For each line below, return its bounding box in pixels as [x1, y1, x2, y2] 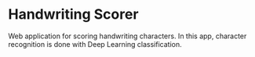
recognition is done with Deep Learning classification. [8, 39, 182, 48]
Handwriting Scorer [8, 5, 139, 23]
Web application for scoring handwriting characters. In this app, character [8, 31, 247, 41]
